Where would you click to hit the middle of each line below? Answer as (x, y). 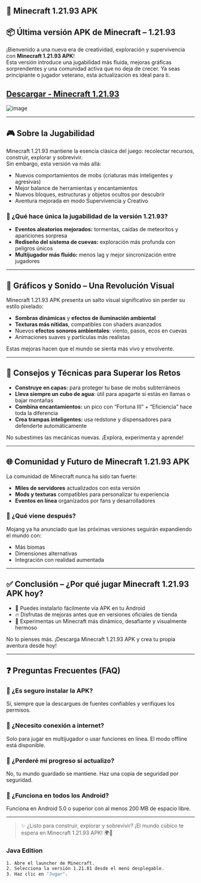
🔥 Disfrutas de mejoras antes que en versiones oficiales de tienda (96, 614)
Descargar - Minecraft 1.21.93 (63, 94)
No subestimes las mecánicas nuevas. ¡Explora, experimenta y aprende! (95, 437)
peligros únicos (34, 249)
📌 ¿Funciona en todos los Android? (58, 796)
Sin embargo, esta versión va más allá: (54, 164)
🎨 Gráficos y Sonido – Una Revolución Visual (90, 285)
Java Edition (25, 851)
